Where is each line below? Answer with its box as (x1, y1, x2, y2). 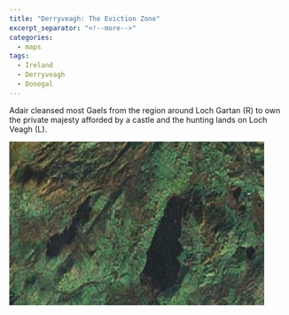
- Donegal (17, 80, 53, 88)
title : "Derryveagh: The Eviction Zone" (9, 14, 161, 23)
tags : (9, 51, 29, 61)
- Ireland (17, 61, 53, 70)
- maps (17, 42, 42, 51)
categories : (9, 33, 53, 42)
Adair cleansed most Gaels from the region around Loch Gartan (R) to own (9, 104, 281, 115)
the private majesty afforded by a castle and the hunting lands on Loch (9, 114, 268, 125)
